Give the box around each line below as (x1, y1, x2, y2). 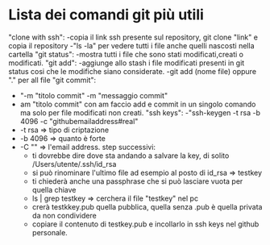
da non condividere (31, 210, 97, 220)
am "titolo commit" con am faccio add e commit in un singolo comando (19, 99, 256, 109)
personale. (31, 227, 69, 237)
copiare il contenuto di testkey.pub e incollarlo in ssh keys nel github (31, 219, 260, 229)
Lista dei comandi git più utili (8, 6, 204, 24)
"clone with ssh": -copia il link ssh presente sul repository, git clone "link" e (8, 32, 258, 42)
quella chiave (31, 185, 77, 194)
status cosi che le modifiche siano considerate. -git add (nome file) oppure (8, 66, 256, 76)
